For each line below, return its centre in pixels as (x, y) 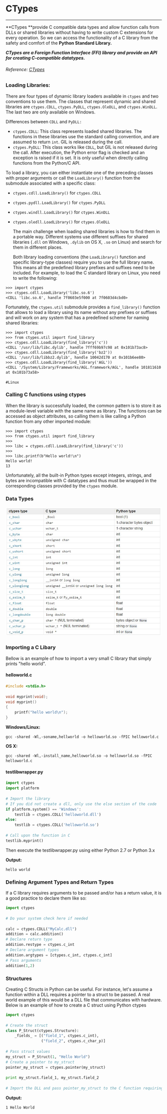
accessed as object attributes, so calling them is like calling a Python (76, 416)
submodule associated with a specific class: (51, 183)
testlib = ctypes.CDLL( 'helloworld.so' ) (57, 825)
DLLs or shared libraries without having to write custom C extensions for (80, 32)
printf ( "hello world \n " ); (41, 712)
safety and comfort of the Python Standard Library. (59, 43)
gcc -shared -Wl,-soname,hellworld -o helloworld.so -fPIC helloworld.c (82, 737)
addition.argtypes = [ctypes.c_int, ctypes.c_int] (59, 955)
